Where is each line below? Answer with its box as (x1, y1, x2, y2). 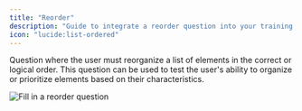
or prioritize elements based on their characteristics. (9, 74, 205, 85)
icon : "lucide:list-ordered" (9, 30, 119, 39)
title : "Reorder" (9, 13, 75, 23)
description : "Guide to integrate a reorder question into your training (9, 22, 294, 31)
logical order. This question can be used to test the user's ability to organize (9, 64, 292, 75)
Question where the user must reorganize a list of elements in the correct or (9, 55, 292, 66)
